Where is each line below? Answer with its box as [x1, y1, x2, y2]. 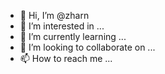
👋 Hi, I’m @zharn [19, 10, 90, 21]
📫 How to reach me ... [19, 53, 113, 64]
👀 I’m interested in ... [19, 20, 105, 32]
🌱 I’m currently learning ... [19, 31, 127, 42]
